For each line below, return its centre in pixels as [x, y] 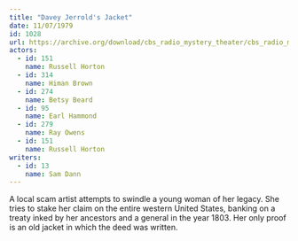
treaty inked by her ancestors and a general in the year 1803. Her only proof [148, 218]
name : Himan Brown [59, 83]
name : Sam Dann [53, 174]
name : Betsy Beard [59, 100]
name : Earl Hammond [61, 116]
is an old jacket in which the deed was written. [94, 228]
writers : [25, 157]
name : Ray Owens [55, 133]
